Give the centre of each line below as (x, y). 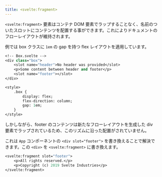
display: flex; (38, 96)
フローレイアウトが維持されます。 (39, 36)
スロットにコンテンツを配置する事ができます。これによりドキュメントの (85, 30)
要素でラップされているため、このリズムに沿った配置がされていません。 (77, 130)
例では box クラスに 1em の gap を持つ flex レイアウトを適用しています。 (77, 46)
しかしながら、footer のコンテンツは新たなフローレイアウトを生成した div (79, 124)
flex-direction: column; (48, 101)
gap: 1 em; (32, 105)
